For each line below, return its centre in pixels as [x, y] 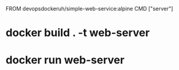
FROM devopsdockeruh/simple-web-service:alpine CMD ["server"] [89, 9]
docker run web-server [65, 60]
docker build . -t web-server [78, 33]
